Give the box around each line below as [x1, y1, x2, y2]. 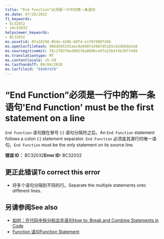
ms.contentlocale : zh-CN [5, 58, 56, 63]
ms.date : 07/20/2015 [5, 12, 48, 17]
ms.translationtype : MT [5, 53, 54, 58]
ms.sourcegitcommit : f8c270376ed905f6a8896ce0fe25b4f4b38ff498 [5, 48, 138, 53]
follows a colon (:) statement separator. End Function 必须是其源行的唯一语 [5, 136, 157, 141]
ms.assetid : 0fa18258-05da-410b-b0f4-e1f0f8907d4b [5, 39, 111, 44]
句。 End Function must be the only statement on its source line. [5, 141, 134, 148]
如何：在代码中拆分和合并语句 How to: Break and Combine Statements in [12, 217, 159, 223]
